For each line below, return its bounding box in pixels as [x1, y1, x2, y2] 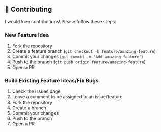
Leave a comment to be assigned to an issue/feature [12, 94, 123, 100]
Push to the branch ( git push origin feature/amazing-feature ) [12, 59, 146, 65]
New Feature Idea [5, 31, 49, 38]
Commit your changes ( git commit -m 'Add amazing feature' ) [12, 54, 143, 60]
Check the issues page [12, 88, 61, 94]
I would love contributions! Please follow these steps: [5, 18, 117, 24]
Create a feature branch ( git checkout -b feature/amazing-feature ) [12, 48, 156, 54]
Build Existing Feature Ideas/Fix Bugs [5, 77, 99, 84]
